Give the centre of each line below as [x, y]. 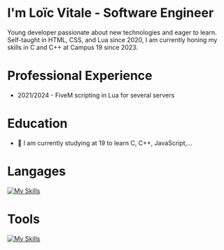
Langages [37, 171]
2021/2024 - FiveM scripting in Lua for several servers [96, 95]
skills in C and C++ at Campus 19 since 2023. [73, 47]
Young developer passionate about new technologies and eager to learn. [112, 32]
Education [37, 124]
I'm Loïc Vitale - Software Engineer [111, 13]
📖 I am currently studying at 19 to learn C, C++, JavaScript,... [105, 143]
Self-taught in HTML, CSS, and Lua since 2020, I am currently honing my [112, 39]
